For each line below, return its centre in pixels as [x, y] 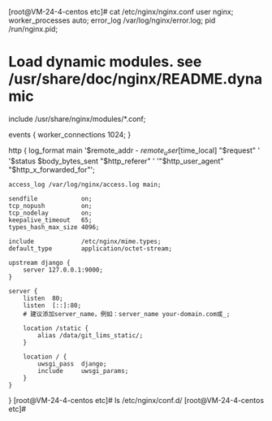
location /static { [56, 328]
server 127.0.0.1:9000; [63, 270]
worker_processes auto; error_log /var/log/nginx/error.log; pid [112, 20]
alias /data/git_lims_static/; [91, 335]
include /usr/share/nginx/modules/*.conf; [77, 119]
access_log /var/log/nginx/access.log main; [85, 184]
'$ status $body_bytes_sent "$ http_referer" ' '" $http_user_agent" [116, 161]
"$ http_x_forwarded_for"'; [52, 169]
